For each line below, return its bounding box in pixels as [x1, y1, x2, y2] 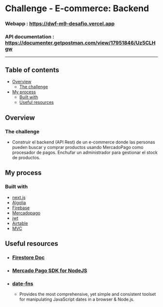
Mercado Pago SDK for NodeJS [12, 267, 87, 274]
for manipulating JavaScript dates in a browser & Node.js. [19, 296, 135, 302]
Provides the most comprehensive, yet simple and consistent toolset [19, 291, 156, 297]
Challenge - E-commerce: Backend [5, 3, 149, 14]
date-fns [12, 280, 33, 287]
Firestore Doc [12, 254, 45, 261]
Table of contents [5, 66, 59, 74]
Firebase [12, 205, 30, 211]
